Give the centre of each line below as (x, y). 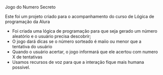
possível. (21, 67)
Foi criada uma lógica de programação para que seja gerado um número (85, 31)
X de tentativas (27, 57)
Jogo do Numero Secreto (30, 7)
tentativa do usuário (32, 47)
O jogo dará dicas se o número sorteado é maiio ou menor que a (77, 41)
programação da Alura (27, 22)
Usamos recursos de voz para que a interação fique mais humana (78, 62)
